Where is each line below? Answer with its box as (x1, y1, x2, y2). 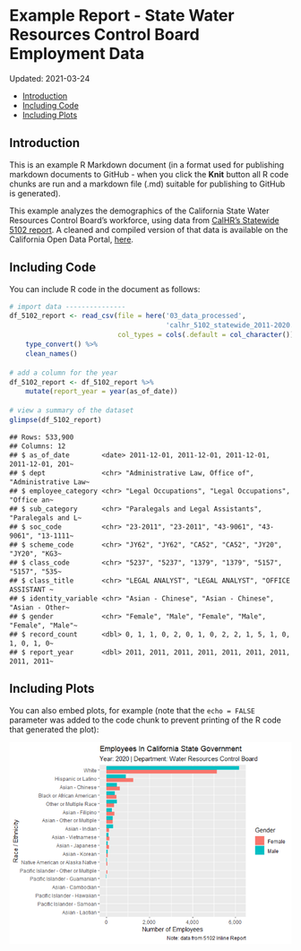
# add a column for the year (9, 368, 118, 377)
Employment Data (9, 44, 145, 64)
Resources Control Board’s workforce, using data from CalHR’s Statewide (9, 214, 279, 225)
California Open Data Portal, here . (9, 234, 134, 245)
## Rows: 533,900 (9, 432, 74, 442)
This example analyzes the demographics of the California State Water (9, 205, 270, 216)
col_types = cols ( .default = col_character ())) (117, 331, 298, 340)
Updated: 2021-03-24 (9, 73, 90, 83)
